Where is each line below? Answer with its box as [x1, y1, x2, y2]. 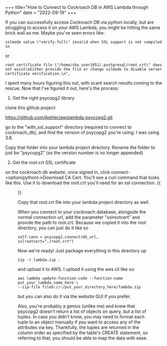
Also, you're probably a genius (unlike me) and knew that [17, 303, 135, 309]
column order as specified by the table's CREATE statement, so [17, 330, 148, 335]
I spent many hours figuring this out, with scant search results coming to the [5, 80, 162, 86]
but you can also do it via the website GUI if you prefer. [17, 293, 131, 299]
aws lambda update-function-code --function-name [17, 276, 123, 281]
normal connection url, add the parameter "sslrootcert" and [17, 214, 140, 220]
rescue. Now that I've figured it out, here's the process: [5, 85, 119, 91]
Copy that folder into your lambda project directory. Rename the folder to [5, 145, 155, 150]
